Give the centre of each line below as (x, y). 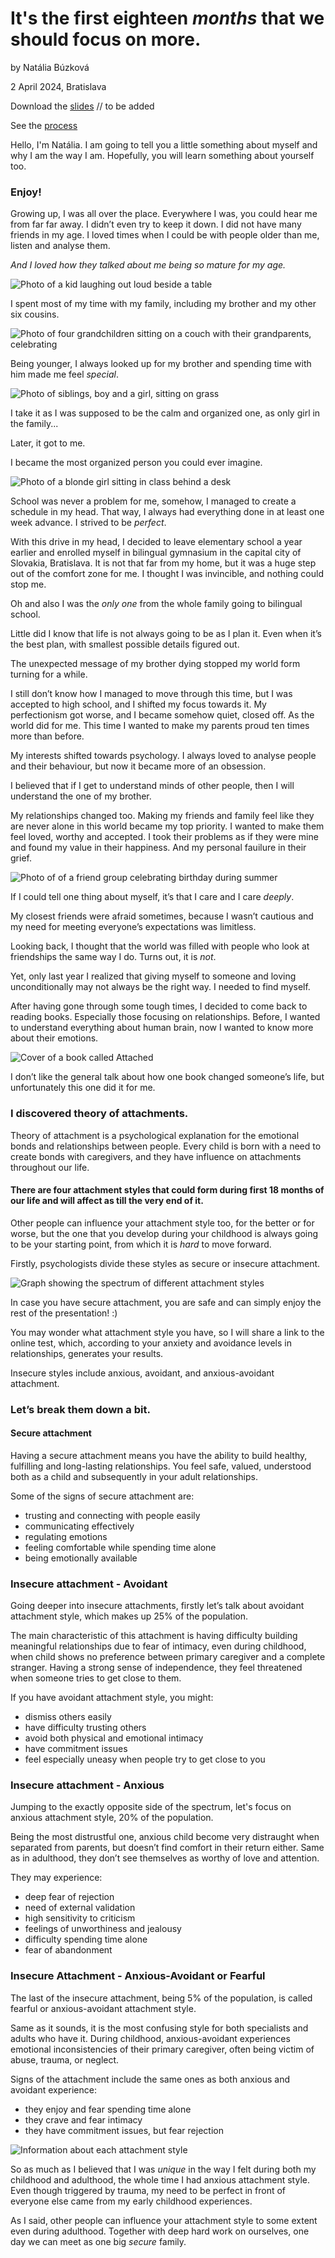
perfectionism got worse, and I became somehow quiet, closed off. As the (162, 715)
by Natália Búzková (50, 67)
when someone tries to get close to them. (96, 1678)
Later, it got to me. (48, 443)
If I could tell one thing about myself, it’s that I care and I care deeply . (152, 897)
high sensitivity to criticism (80, 1918)
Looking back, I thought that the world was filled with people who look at (160, 946)
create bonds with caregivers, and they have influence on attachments (156, 1156)
